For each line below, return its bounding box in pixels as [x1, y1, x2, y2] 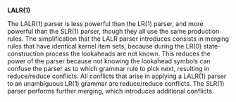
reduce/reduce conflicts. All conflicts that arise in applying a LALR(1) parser [7, 72, 227, 80]
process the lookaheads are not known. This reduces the [45, 49, 211, 58]
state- [203, 42, 221, 50]
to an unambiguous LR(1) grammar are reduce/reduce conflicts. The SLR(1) [7, 79, 225, 87]
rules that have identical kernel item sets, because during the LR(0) [7, 42, 202, 50]
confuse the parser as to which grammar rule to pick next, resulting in [7, 65, 210, 72]
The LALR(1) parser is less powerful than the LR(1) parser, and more [7, 20, 204, 27]
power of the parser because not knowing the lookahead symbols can [7, 57, 211, 65]
